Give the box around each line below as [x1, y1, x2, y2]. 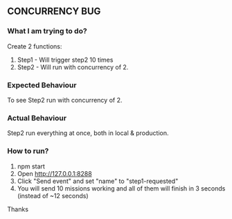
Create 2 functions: [7, 42, 62, 51]
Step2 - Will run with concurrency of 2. [17, 62, 129, 71]
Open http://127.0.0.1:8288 [17, 169, 92, 177]
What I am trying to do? [7, 26, 88, 36]
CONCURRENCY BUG [7, 6, 101, 17]
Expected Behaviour [7, 80, 77, 89]
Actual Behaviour [7, 113, 67, 123]
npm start [17, 162, 45, 170]
